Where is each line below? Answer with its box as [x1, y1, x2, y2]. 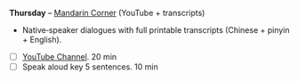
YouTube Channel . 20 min [21, 52, 117, 61]
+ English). [21, 35, 62, 45]
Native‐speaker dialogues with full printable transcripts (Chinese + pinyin [21, 25, 291, 35]
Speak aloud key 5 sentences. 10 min [21, 61, 158, 72]
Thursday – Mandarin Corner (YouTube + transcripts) [9, 8, 205, 18]
